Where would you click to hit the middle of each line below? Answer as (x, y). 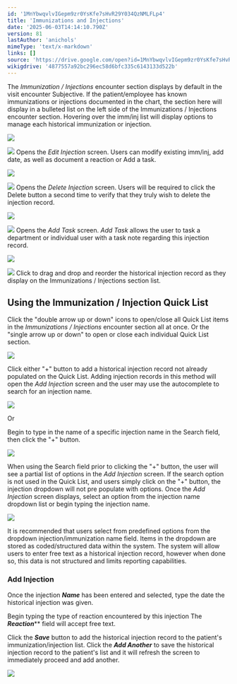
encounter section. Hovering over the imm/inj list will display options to (110, 117)
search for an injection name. (50, 391)
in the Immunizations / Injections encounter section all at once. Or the (108, 327)
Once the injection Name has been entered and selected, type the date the (116, 595)
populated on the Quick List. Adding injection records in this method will (112, 377)
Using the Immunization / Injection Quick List (108, 303)
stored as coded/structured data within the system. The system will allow (114, 546)
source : (19, 60)
